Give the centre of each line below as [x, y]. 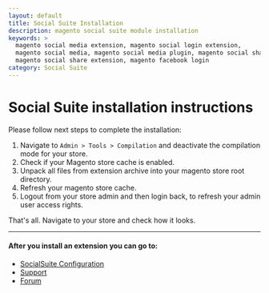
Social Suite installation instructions [131, 107]
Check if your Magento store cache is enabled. [97, 162]
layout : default [35, 16]
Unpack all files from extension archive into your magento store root [132, 171]
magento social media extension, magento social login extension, [128, 46]
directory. [36, 179]
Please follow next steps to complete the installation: [95, 130]
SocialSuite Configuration [62, 263]
